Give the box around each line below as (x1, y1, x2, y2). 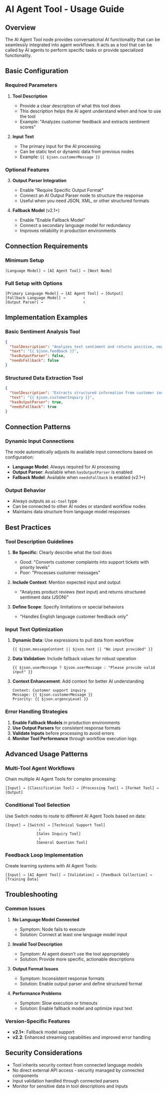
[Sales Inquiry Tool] (36, 831, 81, 836)
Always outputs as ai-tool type (12, 498, 78, 504)
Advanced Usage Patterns (5, 750, 88, 758)
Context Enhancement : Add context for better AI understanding (12, 678, 144, 684)
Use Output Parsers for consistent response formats (12, 725, 121, 730)
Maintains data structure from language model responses (12, 509, 130, 515)
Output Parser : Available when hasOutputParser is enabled (12, 469, 133, 475)
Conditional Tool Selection (5, 802, 71, 809)
